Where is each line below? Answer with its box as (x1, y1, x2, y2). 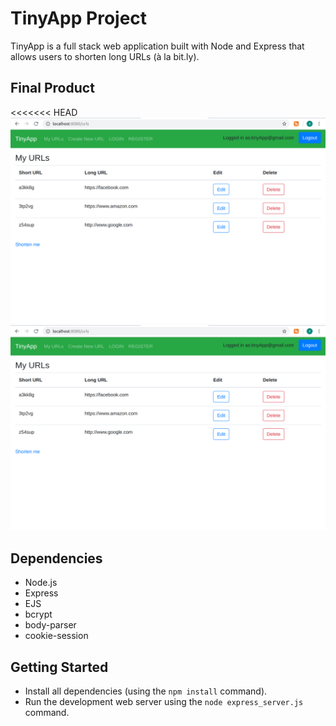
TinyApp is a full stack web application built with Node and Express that (10, 40, 305, 52)
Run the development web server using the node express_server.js (24, 695, 304, 707)
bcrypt (24, 608, 53, 621)
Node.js (24, 577, 58, 589)
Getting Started (10, 658, 109, 676)
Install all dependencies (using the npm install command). (24, 685, 268, 697)
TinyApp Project (10, 7, 148, 30)
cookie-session (24, 630, 89, 642)
